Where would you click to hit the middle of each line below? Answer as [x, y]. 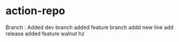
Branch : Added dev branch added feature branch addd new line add [89, 27]
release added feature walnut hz [45, 33]
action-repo [36, 11]
